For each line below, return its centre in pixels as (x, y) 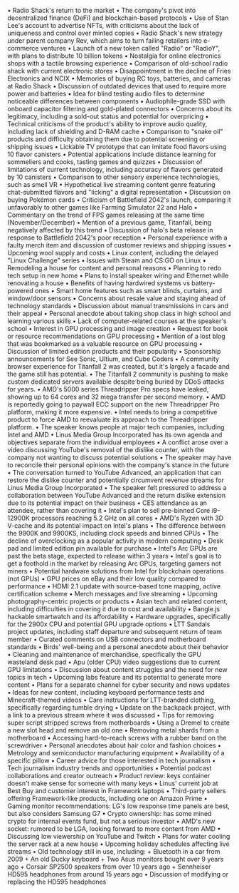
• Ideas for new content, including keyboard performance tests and (106, 692)
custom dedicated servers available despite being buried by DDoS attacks (116, 382)
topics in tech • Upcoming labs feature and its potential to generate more (115, 677)
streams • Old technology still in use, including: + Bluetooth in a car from (114, 851)
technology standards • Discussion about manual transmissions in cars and (118, 306)
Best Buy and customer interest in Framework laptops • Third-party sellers (117, 791)
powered (20, 291)
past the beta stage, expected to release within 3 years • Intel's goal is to (115, 556)
